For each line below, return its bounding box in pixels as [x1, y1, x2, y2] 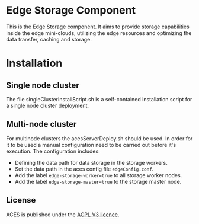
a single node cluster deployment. [6, 102, 89, 109]
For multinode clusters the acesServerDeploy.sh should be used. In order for [6, 135, 193, 142]
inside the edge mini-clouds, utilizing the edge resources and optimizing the [6, 29, 192, 36]
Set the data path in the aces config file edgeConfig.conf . [14, 165, 154, 172]
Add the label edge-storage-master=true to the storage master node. [14, 178, 182, 185]
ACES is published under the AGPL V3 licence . [6, 211, 120, 218]
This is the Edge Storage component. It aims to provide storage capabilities [6, 23, 190, 30]
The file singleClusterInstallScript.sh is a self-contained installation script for [6, 95, 192, 103]
